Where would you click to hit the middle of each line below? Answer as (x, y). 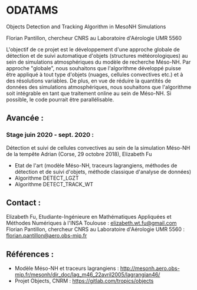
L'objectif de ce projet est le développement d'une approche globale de (93, 49)
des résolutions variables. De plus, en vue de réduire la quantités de (88, 81)
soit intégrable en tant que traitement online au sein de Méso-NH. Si (89, 93)
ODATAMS (32, 10)
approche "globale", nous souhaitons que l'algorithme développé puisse (94, 68)
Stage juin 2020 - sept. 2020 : (50, 135)
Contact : (24, 203)
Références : (30, 254)
